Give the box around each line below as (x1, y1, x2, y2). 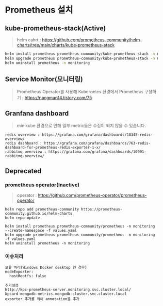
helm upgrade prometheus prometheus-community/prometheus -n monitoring (5, 232, 155, 237)
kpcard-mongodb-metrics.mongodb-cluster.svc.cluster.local (5, 291, 127, 296)
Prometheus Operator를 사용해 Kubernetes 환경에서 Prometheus (16, 89, 144, 95)
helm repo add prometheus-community (5, 207, 79, 211)
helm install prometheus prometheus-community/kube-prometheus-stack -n (5, 51, 155, 56)
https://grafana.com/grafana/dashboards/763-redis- (44, 141, 151, 146)
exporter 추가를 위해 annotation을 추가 (5, 297, 80, 302)
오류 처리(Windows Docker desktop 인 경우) (5, 265, 87, 270)
